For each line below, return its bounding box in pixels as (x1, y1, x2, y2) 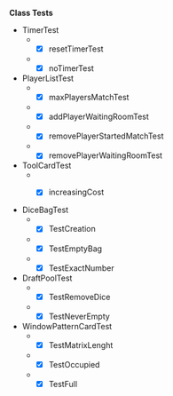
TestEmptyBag (48, 243, 103, 254)
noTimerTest (48, 63, 95, 74)
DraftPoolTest (21, 273, 73, 283)
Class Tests (9, 8, 53, 18)
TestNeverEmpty (48, 311, 111, 321)
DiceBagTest (21, 204, 69, 216)
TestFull (48, 378, 78, 389)
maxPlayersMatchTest (48, 92, 130, 103)
